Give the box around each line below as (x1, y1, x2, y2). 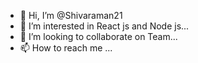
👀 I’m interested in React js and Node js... (19, 20, 190, 32)
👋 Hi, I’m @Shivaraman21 (19, 10, 123, 21)
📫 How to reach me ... (19, 42, 113, 54)
